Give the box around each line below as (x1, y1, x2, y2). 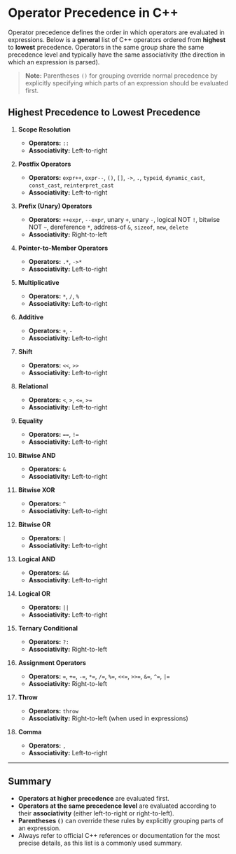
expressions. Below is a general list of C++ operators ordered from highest (8, 35, 226, 43)
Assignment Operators (18, 658, 87, 666)
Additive (18, 313, 44, 321)
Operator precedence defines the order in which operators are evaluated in (8, 28, 225, 36)
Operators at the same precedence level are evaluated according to (18, 801, 216, 810)
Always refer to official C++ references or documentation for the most (18, 831, 220, 839)
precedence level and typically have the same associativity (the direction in (8, 50, 225, 59)
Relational (18, 381, 48, 390)
